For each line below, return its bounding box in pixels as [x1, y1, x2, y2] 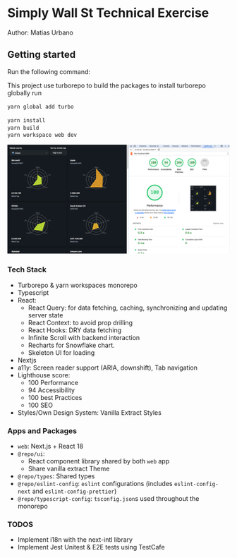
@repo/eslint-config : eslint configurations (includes [17, 479, 173, 487]
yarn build [7, 124, 39, 131]
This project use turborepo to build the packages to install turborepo [7, 81, 206, 90]
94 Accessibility [28, 386, 75, 394]
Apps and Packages [7, 425, 78, 435]
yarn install [7, 116, 46, 124]
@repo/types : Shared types [17, 471, 95, 480]
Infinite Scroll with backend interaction [28, 333, 140, 341]
